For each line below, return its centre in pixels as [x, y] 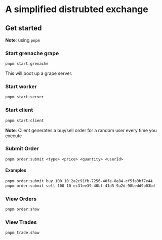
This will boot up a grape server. [39, 73]
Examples [16, 170]
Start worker [21, 87]
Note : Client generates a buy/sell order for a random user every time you [81, 130]
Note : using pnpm [23, 40]
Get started [24, 28]
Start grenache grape [32, 53]
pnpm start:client [25, 121]
